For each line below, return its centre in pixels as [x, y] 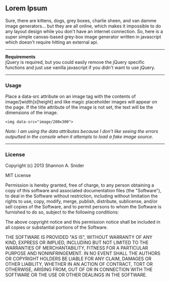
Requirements [20, 57]
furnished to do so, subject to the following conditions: [62, 212]
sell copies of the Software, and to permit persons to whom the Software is [83, 207]
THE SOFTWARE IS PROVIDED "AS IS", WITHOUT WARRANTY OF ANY [79, 237]
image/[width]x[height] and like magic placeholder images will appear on [81, 102]
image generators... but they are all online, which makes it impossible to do [83, 26]
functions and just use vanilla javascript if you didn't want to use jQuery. [80, 67]
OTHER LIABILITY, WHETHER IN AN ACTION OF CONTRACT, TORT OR [79, 264]
